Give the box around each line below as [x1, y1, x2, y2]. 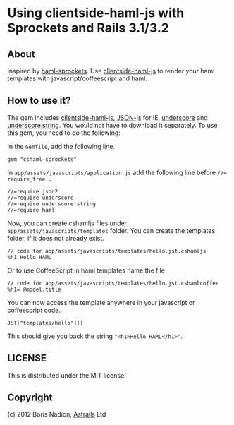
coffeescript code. [7, 306, 61, 314]
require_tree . [7, 175, 52, 183]
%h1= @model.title [7, 286, 61, 293]
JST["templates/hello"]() [7, 319, 83, 326]
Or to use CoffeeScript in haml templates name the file [7, 266, 166, 275]
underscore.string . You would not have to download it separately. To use [7, 121, 218, 129]
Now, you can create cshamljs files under [7, 219, 128, 227]
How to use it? [7, 95, 71, 107]
